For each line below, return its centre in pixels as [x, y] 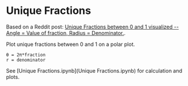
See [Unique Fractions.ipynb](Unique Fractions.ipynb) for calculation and [94, 70]
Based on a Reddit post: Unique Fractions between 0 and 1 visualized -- [93, 27]
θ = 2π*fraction [26, 55]
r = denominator [26, 60]
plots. [13, 77]
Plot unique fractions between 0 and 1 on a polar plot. [71, 44]
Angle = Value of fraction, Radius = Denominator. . [66, 33]
